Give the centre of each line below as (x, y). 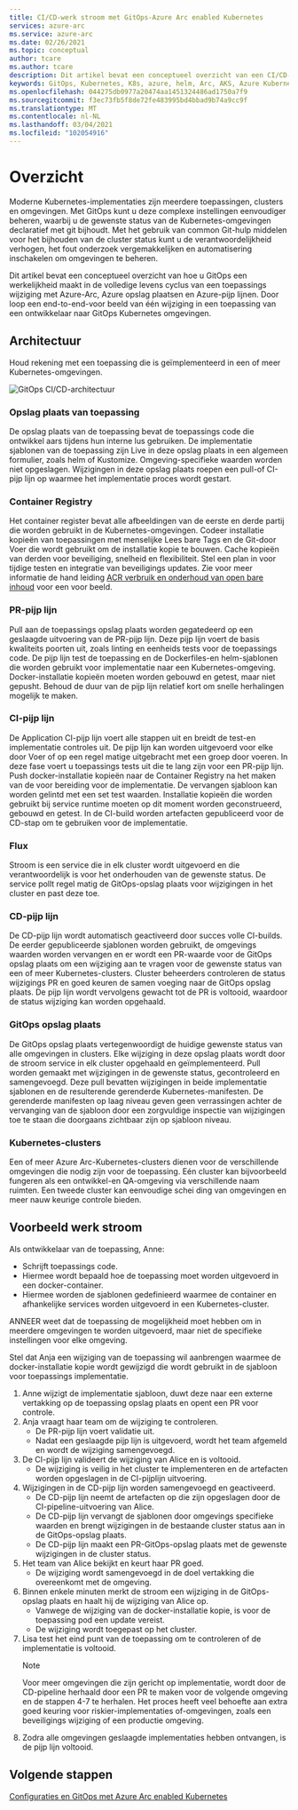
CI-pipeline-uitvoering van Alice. (95, 1506)
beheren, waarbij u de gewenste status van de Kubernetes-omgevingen (141, 220)
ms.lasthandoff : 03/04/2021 (61, 125)
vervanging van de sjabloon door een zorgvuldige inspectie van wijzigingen (147, 1110)
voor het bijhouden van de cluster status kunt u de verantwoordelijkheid (141, 239)
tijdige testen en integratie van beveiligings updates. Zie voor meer (131, 568)
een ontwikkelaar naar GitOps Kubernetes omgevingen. (110, 313)
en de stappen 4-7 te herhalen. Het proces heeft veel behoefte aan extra (155, 1701)
